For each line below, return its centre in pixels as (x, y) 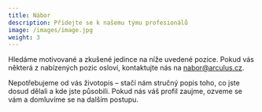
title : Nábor (30, 15)
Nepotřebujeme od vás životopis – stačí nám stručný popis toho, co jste (124, 83)
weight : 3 (24, 37)
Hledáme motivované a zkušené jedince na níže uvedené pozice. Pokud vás (131, 60)
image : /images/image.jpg (50, 30)
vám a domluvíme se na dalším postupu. (74, 99)
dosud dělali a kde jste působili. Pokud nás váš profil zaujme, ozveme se (125, 92)
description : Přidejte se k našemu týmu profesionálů (98, 23)
